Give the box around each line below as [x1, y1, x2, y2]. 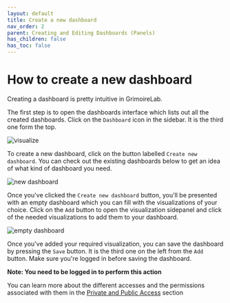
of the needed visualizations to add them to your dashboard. [7, 213, 179, 221]
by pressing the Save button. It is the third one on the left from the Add [7, 246, 204, 255]
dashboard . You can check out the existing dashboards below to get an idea [7, 157, 220, 165]
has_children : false [7, 36, 67, 43]
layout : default [7, 10, 54, 17]
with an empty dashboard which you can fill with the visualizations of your [7, 198, 218, 206]
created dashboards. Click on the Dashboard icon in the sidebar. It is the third [7, 115, 224, 124]
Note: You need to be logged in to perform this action [7, 267, 162, 276]
